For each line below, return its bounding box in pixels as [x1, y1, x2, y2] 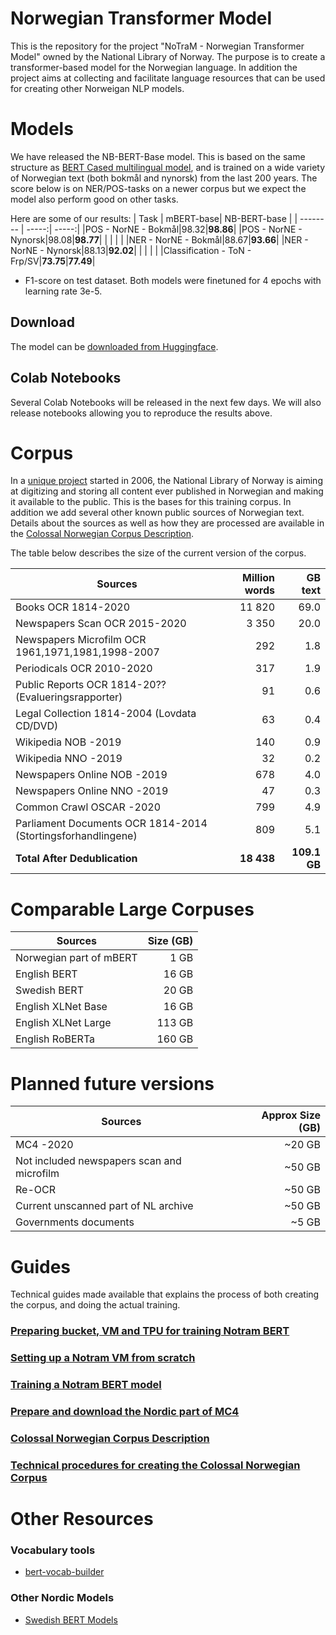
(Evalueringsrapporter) [15, 690, 123, 704]
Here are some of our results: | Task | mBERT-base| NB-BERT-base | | [10, 212, 298, 224]
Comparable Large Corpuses [10, 898, 255, 921]
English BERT [15, 967, 78, 981]
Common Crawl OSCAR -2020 [15, 800, 161, 814]
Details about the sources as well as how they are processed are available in [10, 517, 325, 529]
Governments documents [15, 1215, 135, 1229]
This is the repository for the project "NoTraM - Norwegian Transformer [10, 40, 305, 52]
